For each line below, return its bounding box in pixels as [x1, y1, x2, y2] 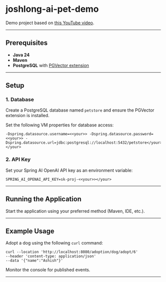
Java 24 [12, 52, 30, 58]
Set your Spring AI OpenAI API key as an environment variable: [5, 167, 133, 173]
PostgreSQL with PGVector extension [12, 62, 89, 68]
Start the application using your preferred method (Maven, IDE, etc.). [5, 208, 145, 214]
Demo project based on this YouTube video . [5, 20, 95, 26]
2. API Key [5, 156, 31, 163]
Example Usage [5, 227, 55, 235]
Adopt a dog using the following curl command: [5, 240, 103, 246]
